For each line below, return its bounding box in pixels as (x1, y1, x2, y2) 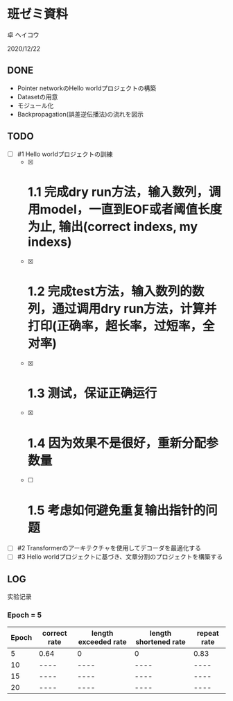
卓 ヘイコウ (7, 31, 40, 39)
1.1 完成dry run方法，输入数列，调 (27, 184, 221, 200)
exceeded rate (78, 636, 127, 646)
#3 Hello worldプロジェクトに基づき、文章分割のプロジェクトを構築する (17, 552, 223, 561)
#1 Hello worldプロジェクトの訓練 (17, 150, 113, 158)
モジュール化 (17, 101, 54, 110)
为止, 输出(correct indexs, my (27, 219, 198, 235)
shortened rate (135, 636, 186, 646)
